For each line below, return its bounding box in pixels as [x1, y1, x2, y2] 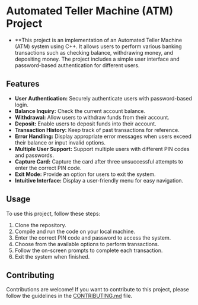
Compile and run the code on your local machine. [14, 228, 136, 235]
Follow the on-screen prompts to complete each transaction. [14, 247, 163, 254]
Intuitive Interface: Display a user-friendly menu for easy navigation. [14, 177, 184, 184]
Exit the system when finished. [14, 253, 90, 260]
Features [6, 79, 40, 89]
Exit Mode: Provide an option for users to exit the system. [14, 171, 156, 178]
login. [14, 101, 28, 108]
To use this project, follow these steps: [6, 210, 101, 217]
